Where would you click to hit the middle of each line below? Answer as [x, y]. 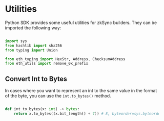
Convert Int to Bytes [36, 79]
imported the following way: [33, 27]
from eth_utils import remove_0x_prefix [47, 64]
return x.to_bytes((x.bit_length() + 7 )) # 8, [62, 114]
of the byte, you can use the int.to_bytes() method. [58, 96]
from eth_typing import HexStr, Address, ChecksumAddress [65, 59]
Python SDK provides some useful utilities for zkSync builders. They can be [81, 23]
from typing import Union [31, 50]
